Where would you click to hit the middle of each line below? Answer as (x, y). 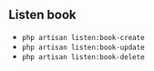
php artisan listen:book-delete (83, 57)
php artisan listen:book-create (83, 37)
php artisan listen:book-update (83, 47)
